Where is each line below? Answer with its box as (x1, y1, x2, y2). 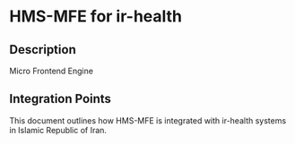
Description (9, 42, 76, 57)
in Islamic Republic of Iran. (9, 124, 108, 135)
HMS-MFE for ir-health (9, 6, 182, 27)
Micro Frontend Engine (9, 65, 94, 76)
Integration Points (9, 91, 112, 106)
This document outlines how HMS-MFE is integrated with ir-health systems (9, 114, 287, 126)
